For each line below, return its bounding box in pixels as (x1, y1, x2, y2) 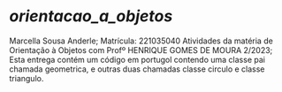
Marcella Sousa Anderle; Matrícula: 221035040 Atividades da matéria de (9, 35, 274, 46)
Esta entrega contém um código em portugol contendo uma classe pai (9, 54, 265, 65)
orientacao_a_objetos (9, 6, 173, 27)
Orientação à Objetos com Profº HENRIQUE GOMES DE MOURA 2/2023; (9, 44, 273, 55)
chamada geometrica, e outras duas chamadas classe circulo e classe (9, 64, 265, 74)
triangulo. (9, 73, 44, 83)
